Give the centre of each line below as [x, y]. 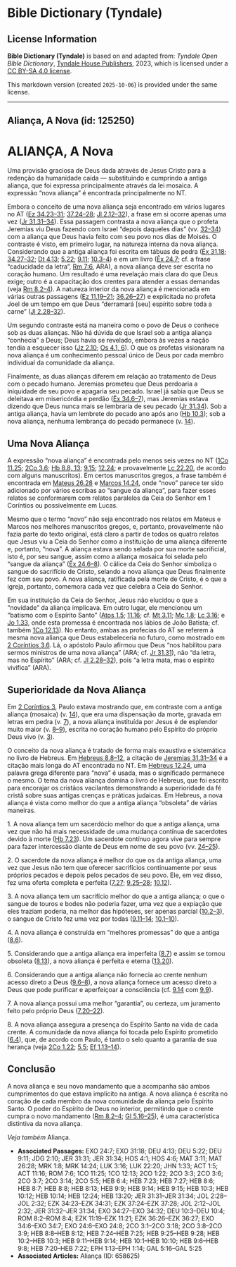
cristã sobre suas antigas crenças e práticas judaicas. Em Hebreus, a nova [115, 795]
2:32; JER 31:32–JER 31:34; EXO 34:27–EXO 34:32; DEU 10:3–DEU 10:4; [121, 1211]
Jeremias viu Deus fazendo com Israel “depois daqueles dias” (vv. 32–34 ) [114, 229]
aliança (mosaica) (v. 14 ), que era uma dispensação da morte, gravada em [114, 714]
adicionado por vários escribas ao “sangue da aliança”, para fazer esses [112, 491]
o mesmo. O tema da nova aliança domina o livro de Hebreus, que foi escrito [118, 780]
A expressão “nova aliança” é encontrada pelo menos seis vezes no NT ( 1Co [118, 460]
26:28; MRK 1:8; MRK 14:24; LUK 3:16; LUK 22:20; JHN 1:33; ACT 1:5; [118, 1165]
